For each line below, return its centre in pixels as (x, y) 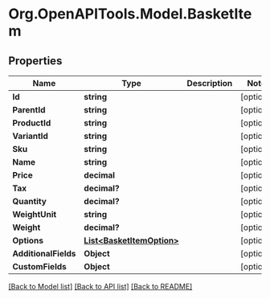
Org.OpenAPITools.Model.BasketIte (130, 14)
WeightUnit (35, 214)
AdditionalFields (44, 254)
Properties (35, 61)
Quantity (29, 201)
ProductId (32, 123)
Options (28, 240)
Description (210, 83)
